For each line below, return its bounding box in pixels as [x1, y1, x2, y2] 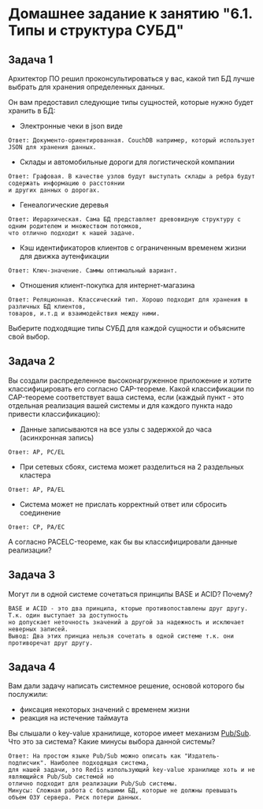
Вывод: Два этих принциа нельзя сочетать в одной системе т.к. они [8, 632, 235, 640]
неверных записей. [8, 625, 69, 633]
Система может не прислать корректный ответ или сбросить [19, 499, 228, 509]
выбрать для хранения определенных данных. [8, 82, 165, 92]
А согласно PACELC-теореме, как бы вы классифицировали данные [8, 537, 238, 546]
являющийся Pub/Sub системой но [8, 773, 114, 781]
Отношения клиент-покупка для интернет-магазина [19, 281, 195, 290]
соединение [19, 507, 61, 517]
